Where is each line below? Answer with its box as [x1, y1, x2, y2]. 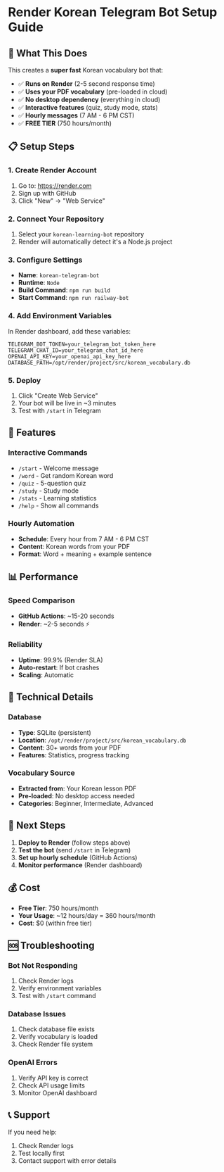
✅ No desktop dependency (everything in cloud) [18, 96, 161, 103]
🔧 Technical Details [8, 691, 94, 703]
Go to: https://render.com [18, 181, 92, 190]
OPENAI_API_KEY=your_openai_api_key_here [8, 353, 131, 360]
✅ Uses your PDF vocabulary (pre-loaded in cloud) [18, 87, 168, 96]
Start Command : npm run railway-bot [18, 294, 129, 302]
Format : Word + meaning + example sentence [18, 550, 152, 558]
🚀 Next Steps [8, 819, 66, 831]
